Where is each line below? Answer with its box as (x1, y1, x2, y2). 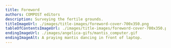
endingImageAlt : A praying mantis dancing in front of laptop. (5, 35, 142, 40)
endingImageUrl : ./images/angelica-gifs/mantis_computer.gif (5, 30, 138, 35)
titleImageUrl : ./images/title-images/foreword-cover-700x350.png (5, 21, 149, 26)
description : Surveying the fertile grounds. (5, 16, 103, 21)
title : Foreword (5, 7, 40, 12)
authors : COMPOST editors (5, 12, 60, 17)
